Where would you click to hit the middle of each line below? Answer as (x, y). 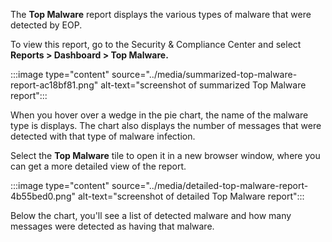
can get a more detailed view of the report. (98, 166)
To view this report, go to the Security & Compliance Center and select (156, 44)
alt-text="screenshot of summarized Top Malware (203, 85)
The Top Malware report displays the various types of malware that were (161, 14)
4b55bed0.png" (43, 196)
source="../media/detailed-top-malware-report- (210, 185)
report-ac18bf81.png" (54, 85)
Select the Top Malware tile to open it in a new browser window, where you (165, 155)
